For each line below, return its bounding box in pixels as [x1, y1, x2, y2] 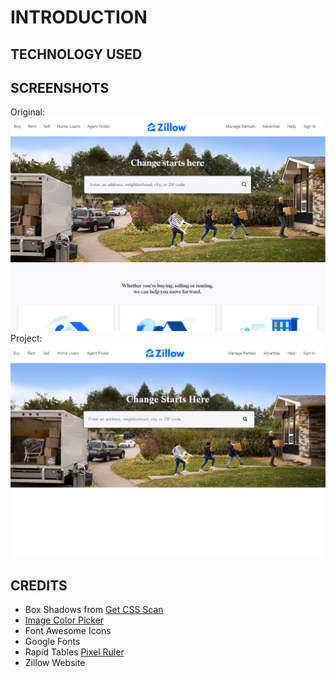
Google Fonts [24, 636, 81, 648]
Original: [10, 106, 46, 118]
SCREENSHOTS [10, 79, 110, 96]
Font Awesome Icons [24, 625, 112, 637]
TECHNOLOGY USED [10, 46, 143, 63]
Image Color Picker [24, 614, 105, 626]
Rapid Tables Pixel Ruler [24, 646, 125, 658]
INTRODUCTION [10, 6, 148, 29]
